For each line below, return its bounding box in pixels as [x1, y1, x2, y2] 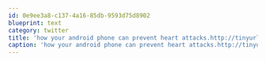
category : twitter [8, 26, 69, 34]
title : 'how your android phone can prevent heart [8, 33, 179, 42]
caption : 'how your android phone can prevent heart [8, 41, 186, 49]
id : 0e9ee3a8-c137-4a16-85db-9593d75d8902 [8, 11, 150, 20]
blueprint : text [8, 19, 62, 27]
